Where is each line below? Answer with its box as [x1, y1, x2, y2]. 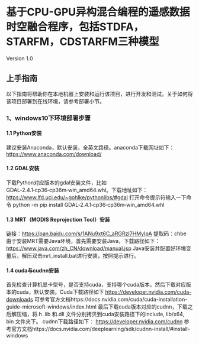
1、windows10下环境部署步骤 [6, 113, 91, 122]
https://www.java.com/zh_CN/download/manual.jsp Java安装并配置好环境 [6, 245, 187, 252]
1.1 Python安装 [6, 129, 42, 137]
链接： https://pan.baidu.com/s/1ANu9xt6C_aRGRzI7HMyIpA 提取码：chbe [6, 230, 187, 237]
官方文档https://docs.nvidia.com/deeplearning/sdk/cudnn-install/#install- [11, 326, 191, 333]
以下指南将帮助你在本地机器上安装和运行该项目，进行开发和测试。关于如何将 [6, 90, 193, 98]
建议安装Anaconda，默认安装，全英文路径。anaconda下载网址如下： [6, 144, 175, 151]
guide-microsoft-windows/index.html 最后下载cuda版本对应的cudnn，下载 [6, 303, 188, 310]
